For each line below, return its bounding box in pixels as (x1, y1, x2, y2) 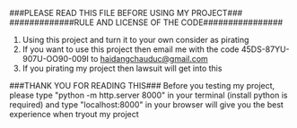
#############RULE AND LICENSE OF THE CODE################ (9, 17, 284, 28)
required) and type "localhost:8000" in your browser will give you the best (9, 99, 284, 110)
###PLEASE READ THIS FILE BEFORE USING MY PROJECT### (9, 8, 243, 18)
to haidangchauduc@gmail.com (91, 54, 208, 64)
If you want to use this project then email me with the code (22, 44, 240, 55)
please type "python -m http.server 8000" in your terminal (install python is (9, 90, 288, 100)
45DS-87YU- (240, 44, 290, 55)
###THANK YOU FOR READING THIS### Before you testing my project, (9, 81, 275, 90)
